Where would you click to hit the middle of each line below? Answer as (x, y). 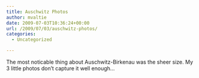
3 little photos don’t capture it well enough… (61, 68)
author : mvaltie (26, 17)
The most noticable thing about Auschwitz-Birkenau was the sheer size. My (100, 62)
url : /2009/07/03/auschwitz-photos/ (52, 28)
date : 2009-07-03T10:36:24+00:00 (48, 23)
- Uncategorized (32, 40)
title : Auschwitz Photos (37, 12)
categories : (21, 34)
